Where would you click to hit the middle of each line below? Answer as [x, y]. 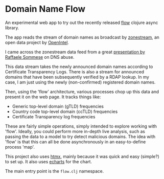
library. [12, 27]
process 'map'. [20, 147]
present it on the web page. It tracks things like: [53, 97]
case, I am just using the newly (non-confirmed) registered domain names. [80, 82]
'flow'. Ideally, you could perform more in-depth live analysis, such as [75, 131]
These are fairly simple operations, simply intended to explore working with [81, 126]
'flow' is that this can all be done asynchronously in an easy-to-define [75, 142]
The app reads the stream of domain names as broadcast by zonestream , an [82, 37]
